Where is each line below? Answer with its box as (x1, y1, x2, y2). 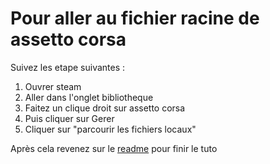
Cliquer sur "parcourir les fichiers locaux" (24, 123, 197, 135)
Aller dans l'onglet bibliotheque (24, 91, 154, 103)
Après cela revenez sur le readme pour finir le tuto (10, 142, 218, 154)
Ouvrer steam (24, 80, 82, 92)
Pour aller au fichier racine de (10, 7, 260, 30)
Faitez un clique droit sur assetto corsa (24, 102, 186, 114)
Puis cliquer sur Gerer (24, 112, 115, 124)
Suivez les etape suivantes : (10, 61, 126, 73)
